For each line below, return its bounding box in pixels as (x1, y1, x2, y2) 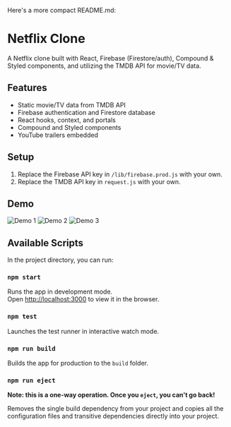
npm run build (7, 344, 56, 352)
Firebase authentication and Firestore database (17, 108, 155, 116)
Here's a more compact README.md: (7, 6, 117, 14)
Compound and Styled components (17, 123, 122, 131)
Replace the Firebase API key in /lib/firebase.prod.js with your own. (17, 169, 223, 179)
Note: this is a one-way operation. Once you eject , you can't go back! (7, 391, 215, 399)
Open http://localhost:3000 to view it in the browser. (7, 295, 160, 303)
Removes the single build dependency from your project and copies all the (7, 404, 224, 413)
